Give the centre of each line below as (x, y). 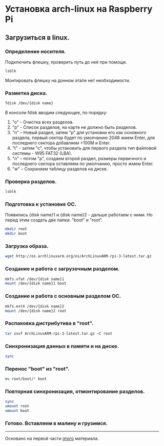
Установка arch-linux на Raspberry (79, 9)
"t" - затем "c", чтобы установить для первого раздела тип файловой (84, 148)
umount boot (17, 411)
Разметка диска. (26, 93)
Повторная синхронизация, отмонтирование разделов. (75, 391)
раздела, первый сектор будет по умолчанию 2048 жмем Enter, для (83, 138)
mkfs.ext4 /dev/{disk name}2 (35, 306)
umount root (17, 406)
